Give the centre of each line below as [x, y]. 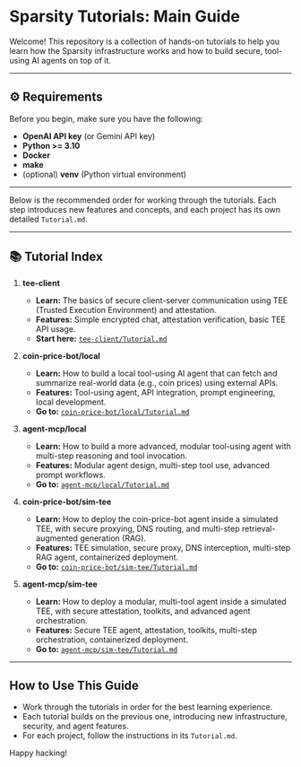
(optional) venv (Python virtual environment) [104, 174]
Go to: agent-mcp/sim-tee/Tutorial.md [106, 649]
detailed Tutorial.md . [48, 219]
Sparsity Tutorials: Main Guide [125, 17]
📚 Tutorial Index [56, 257]
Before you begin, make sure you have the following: [106, 118]
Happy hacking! [39, 753]
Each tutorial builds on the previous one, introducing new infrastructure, [155, 717]
